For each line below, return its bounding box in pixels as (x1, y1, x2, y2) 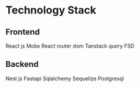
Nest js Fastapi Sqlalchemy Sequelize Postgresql (5, 75, 125, 82)
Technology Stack (5, 4, 97, 17)
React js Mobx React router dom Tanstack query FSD (5, 42, 135, 49)
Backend (5, 59, 39, 69)
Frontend (5, 27, 40, 37)
